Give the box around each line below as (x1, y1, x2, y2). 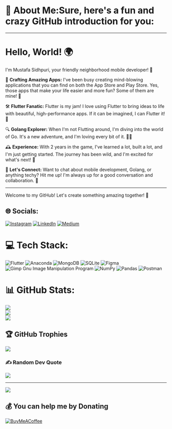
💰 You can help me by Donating (5, 402, 109, 411)
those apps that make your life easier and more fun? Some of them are (5, 87, 155, 94)
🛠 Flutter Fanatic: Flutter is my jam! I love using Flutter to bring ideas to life (5, 103, 165, 109)
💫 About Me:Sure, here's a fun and (5, 5, 155, 16)
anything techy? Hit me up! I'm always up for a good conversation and (5, 171, 153, 178)
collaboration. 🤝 (5, 177, 38, 183)
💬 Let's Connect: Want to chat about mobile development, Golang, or (5, 166, 152, 173)
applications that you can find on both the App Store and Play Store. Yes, (5, 82, 159, 88)
